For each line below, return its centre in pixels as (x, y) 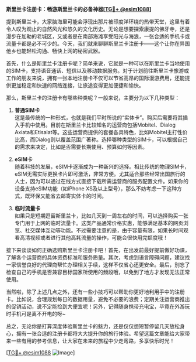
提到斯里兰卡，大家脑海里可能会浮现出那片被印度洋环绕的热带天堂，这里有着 (98, 22)
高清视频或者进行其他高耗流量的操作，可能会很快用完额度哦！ (94, 238)
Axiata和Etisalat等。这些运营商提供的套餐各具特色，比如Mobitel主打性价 (101, 132)
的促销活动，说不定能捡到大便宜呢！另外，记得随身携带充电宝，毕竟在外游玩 (98, 306)
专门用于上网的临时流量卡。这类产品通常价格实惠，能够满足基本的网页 (99, 223)
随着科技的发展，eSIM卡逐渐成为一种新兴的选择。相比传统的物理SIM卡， (102, 167)
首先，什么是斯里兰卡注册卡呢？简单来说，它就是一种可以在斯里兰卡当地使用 (98, 63)
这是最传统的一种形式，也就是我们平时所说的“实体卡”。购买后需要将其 (99, 117)
